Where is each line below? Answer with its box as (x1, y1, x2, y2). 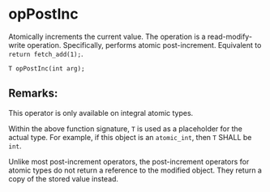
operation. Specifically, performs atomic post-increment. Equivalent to (27, 40, 262, 49)
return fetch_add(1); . (8, 49, 84, 58)
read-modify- (207, 32, 253, 41)
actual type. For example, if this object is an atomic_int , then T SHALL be (8, 132, 252, 142)
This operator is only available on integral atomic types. (8, 108, 194, 117)
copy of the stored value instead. (8, 173, 119, 183)
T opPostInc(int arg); (8, 64, 85, 73)
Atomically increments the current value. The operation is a (8, 32, 206, 41)
